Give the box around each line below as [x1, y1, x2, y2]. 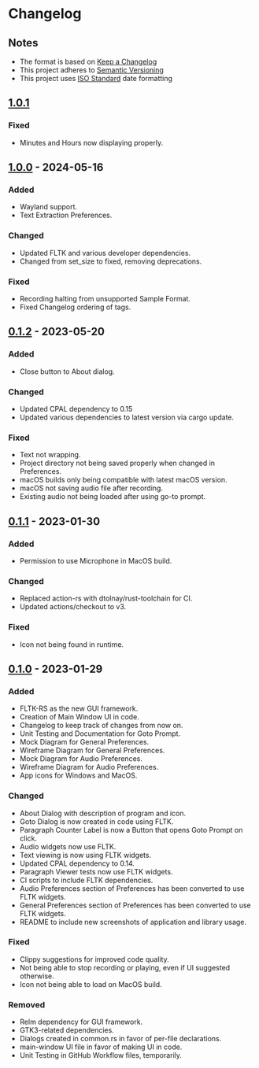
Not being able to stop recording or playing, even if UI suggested [19, 963, 231, 972]
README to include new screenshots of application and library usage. [19, 917, 246, 926]
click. [19, 833, 38, 843]
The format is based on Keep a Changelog [19, 57, 157, 66]
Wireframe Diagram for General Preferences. [19, 745, 165, 756]
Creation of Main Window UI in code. [19, 712, 139, 722]
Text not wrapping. [19, 450, 81, 460]
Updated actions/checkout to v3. [19, 602, 127, 612]
